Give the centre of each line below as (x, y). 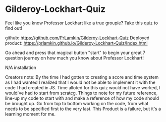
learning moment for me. (30, 114)
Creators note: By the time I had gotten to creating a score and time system (82, 77)
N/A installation (21, 67)
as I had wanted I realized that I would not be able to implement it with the (80, 82)
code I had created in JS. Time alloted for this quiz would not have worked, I (83, 87)
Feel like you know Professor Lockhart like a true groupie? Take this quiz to (82, 23)
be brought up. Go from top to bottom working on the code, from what (77, 103)
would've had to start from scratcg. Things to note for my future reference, (81, 93)
